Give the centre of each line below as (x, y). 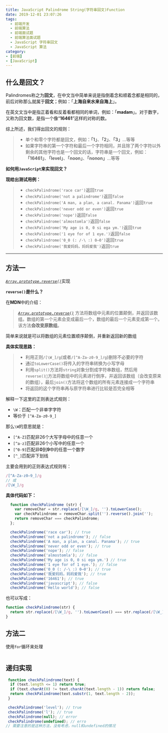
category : (16, 51)
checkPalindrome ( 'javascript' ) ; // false (54, 583)
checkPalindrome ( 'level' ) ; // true (45, 707)
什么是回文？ (25, 82)
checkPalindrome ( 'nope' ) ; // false (47, 551)
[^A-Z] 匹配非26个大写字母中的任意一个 (53, 437)
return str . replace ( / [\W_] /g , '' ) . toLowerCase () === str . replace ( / (82, 612)
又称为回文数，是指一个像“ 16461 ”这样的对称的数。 (58, 118)
